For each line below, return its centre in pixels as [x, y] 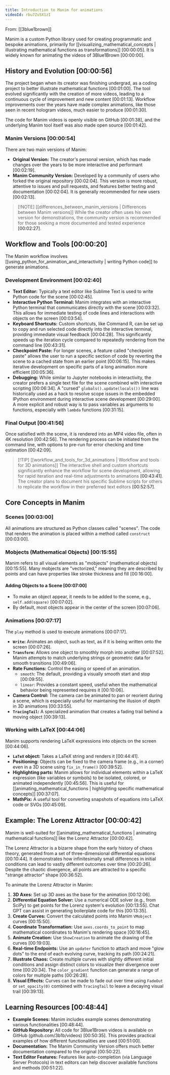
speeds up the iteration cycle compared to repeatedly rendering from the [89, 339]
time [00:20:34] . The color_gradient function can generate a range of [86, 970]
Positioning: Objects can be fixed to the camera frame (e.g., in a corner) [88, 761]
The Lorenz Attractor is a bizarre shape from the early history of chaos [79, 848]
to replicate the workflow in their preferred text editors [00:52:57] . [86, 487]
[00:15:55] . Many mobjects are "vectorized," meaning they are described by [84, 568]
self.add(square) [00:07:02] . [43, 602]
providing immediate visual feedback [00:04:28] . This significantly [82, 334]
